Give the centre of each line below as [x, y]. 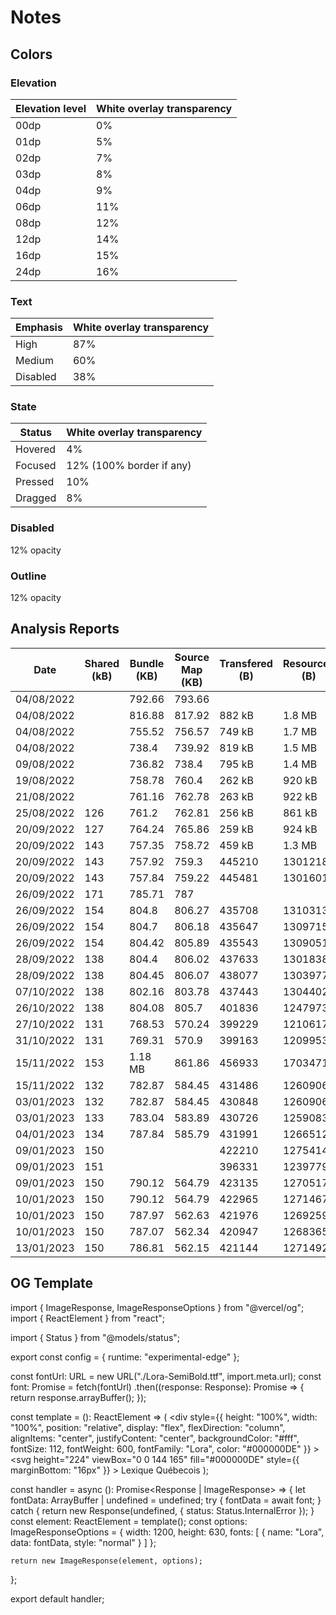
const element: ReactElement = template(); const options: [129, 1521]
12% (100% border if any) [129, 466]
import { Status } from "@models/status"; [95, 1337]
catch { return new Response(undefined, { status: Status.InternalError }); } [162, 1510]
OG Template [52, 1283]
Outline [28, 576]
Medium [34, 361]
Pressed [35, 482]
